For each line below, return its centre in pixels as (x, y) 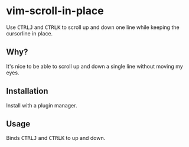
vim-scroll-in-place (55, 11)
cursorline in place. (30, 33)
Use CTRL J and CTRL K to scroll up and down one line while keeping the (93, 27)
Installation (27, 91)
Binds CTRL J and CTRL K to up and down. (56, 138)
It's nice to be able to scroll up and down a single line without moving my (94, 66)
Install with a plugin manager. (42, 105)
